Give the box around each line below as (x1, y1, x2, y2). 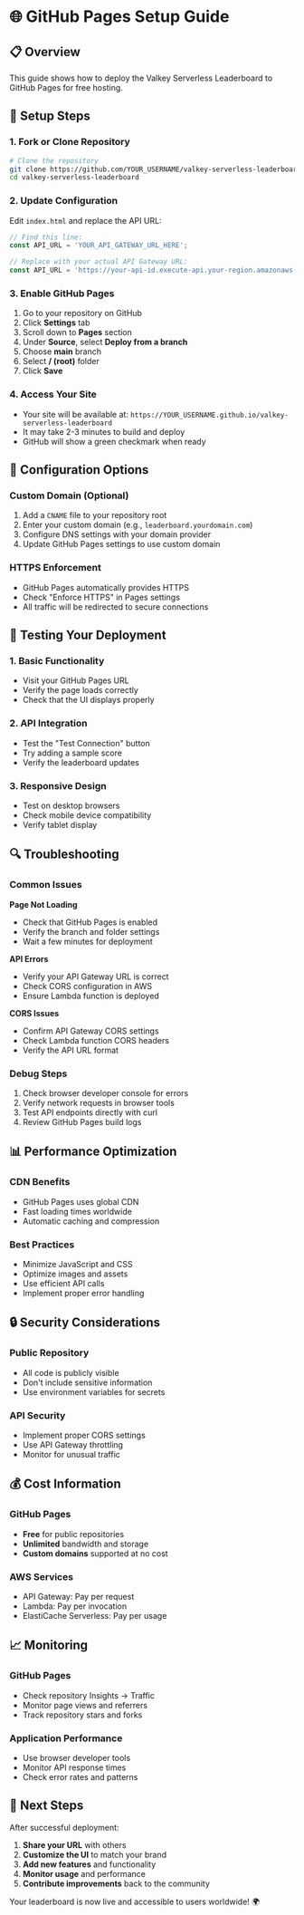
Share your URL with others (22, 1839, 127, 1850)
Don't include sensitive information (22, 1377, 153, 1388)
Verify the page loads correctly (22, 685, 138, 696)
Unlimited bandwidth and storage (22, 1538, 149, 1549)
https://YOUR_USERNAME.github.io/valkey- (130, 410, 290, 419)
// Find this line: (9, 233, 83, 242)
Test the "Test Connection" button (22, 737, 151, 748)
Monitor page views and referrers (22, 1699, 147, 1710)
